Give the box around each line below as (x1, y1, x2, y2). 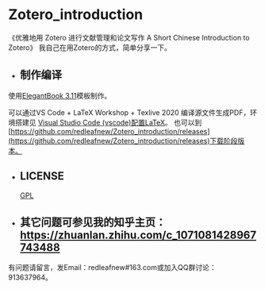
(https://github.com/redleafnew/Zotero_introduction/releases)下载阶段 (8, 136, 238, 145)
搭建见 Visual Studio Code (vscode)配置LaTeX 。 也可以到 (14, 118, 202, 127)
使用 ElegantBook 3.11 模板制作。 (8, 91, 112, 100)
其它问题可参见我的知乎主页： (19, 215, 167, 229)
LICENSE (19, 169, 65, 183)
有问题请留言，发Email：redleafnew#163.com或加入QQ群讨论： (8, 263, 217, 272)
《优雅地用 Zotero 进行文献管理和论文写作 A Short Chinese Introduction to (8, 33, 250, 42)
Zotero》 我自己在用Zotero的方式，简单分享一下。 (8, 42, 172, 52)
